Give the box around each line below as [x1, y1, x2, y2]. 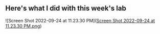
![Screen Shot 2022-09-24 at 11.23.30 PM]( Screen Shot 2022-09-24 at [5, 17, 155, 23]
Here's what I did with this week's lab [5, 4, 126, 13]
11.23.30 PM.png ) [5, 23, 42, 29]
